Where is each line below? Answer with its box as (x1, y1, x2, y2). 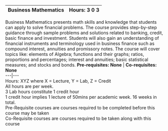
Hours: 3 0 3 (69, 7, 100, 13)
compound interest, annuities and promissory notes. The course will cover (5, 46, 160, 52)
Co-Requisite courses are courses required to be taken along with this (5, 115, 151, 121)
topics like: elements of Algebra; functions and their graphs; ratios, (5, 51, 144, 57)
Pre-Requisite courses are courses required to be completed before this (5, 105, 155, 110)
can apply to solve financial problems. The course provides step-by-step (5, 25, 157, 30)
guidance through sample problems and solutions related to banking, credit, (5, 30, 163, 36)
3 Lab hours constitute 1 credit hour (5, 89, 79, 95)
